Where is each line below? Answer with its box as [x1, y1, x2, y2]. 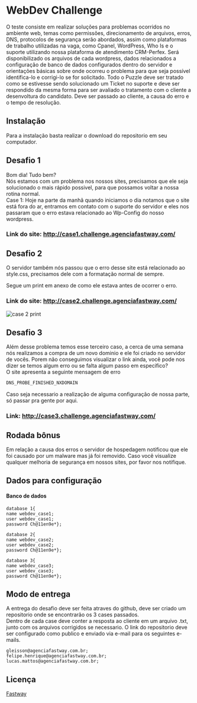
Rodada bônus [6, 430, 61, 440]
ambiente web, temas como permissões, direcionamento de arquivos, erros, [6, 29, 192, 36]
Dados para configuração [6, 476, 102, 486]
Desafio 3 [6, 327, 43, 337]
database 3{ [6, 558, 35, 563]
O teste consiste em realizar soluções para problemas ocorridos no [6, 23, 170, 30]
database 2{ [6, 531, 35, 537]
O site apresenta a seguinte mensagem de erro [6, 369, 121, 376]
